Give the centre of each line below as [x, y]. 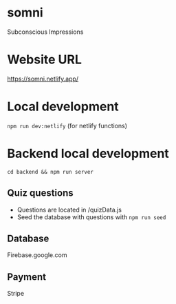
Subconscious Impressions [45, 32]
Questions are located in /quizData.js [69, 210]
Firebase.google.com [37, 255]
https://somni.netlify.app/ [43, 79]
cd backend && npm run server [51, 172]
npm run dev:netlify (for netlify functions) [67, 125]
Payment [27, 277]
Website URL [45, 60]
